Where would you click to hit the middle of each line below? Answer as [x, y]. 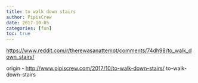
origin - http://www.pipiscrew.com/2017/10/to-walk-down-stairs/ [86, 68]
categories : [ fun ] [29, 28]
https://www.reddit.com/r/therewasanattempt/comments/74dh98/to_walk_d [99, 50]
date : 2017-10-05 [28, 23]
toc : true [18, 34]
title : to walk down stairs [41, 12]
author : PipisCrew [29, 17]
